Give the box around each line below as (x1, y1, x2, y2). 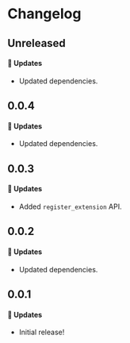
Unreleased (7, 37, 67, 50)
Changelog (7, 5, 82, 23)
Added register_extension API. (18, 202, 122, 211)
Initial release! (18, 327, 65, 337)
